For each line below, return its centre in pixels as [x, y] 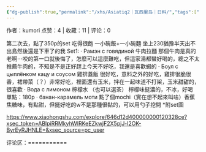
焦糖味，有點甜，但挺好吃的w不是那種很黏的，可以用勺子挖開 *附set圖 [95, 104]
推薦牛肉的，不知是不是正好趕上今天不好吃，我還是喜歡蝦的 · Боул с [93, 66]
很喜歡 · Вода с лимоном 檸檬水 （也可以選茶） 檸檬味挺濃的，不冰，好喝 [100, 89]
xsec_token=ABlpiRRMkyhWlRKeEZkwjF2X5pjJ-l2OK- [74, 123]
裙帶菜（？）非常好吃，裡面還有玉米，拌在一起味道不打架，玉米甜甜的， [108, 82]
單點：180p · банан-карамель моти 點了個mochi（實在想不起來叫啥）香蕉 [101, 97]
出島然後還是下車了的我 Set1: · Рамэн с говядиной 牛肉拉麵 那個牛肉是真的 [101, 51]
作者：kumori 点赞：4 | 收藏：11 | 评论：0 [59, 30]
